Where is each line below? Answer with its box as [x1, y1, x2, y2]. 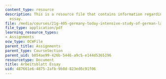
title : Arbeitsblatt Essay [5, 62, 61, 67]
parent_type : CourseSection [5, 48, 63, 53]
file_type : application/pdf [5, 26, 63, 30]
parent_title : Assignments [5, 44, 61, 49]
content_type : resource [5, 7, 54, 12]
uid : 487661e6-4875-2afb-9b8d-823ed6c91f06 [5, 67, 96, 72]
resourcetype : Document [5, 57, 54, 62]
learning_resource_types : [5, 30, 58, 35]
